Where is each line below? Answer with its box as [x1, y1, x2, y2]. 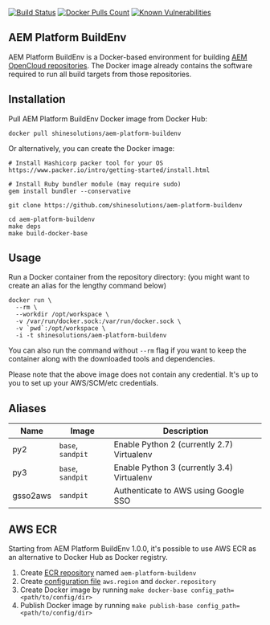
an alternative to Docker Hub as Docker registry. [8, 553, 168, 562]
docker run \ [8, 296, 52, 304]
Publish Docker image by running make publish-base [19, 601, 194, 611]
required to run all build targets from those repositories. [8, 69, 192, 79]
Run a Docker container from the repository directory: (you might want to [8, 272, 251, 282]
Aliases [8, 402, 47, 415]
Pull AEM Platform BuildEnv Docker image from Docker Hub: [8, 113, 207, 124]
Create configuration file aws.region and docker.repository [19, 577, 217, 586]
